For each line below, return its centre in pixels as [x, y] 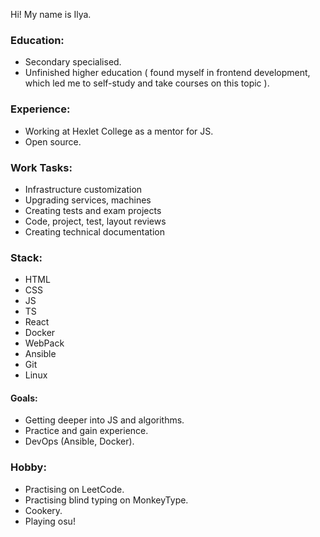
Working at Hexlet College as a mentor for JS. [119, 131]
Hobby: [28, 467]
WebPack [44, 343]
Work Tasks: [41, 167]
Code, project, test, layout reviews [95, 221]
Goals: [24, 398]
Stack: [26, 257]
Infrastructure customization [83, 189]
